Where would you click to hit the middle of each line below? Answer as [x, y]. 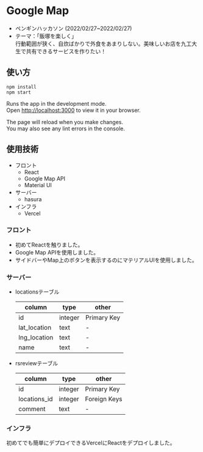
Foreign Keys [104, 399]
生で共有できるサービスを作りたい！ [61, 51]
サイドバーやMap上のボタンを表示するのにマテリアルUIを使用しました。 [106, 260]
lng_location [36, 338]
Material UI [38, 185]
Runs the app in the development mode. [56, 103]
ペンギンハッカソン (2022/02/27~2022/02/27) [73, 28]
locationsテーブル [37, 292]
